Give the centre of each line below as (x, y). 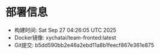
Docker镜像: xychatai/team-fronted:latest (65, 37)
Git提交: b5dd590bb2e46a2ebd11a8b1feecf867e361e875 (84, 45)
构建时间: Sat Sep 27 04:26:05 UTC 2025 (65, 30)
